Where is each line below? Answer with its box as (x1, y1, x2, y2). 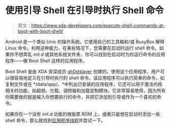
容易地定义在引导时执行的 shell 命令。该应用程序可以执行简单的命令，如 (14, 75, 165, 81)
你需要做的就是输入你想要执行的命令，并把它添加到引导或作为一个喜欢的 (5, 93, 157, 100)
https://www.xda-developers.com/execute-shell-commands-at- (31, 22, 165, 28)
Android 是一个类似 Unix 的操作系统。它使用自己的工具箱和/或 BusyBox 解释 (5, 39, 164, 45)
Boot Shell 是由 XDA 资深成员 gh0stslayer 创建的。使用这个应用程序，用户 (5, 68, 160, 74)
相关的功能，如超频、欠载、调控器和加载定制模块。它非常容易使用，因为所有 (5, 87, 166, 93)
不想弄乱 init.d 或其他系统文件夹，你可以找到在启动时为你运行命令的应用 (14, 51, 165, 57)
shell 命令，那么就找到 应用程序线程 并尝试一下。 (5, 117, 106, 123)
